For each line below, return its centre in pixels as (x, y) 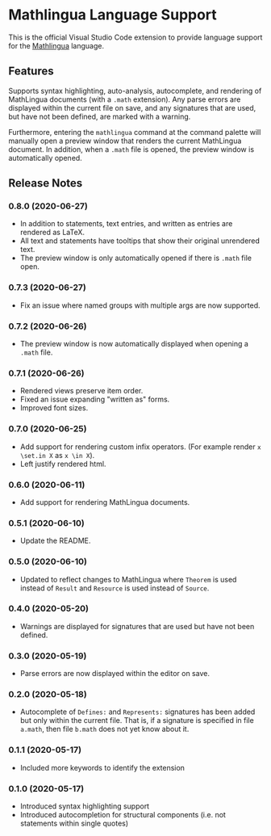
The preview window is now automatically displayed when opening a (134, 344)
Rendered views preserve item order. (81, 391)
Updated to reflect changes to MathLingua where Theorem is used (128, 579)
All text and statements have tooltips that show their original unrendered (140, 241)
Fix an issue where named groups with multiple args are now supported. (140, 305)
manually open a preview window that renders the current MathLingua (125, 141)
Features (31, 71)
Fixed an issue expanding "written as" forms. (95, 399)
